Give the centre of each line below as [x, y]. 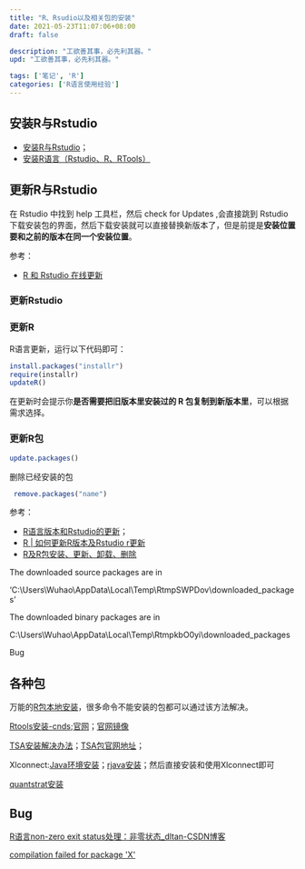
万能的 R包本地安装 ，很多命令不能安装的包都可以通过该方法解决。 [132, 707]
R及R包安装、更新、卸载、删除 [79, 554]
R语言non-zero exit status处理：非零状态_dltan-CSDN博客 [118, 836]
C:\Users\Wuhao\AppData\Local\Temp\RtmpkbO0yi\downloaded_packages [150, 635]
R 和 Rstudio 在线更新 [63, 275]
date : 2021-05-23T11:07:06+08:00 [73, 26]
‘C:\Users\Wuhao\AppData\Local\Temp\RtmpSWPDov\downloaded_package [152, 590]
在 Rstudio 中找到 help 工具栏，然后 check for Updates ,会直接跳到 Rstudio [149, 214]
